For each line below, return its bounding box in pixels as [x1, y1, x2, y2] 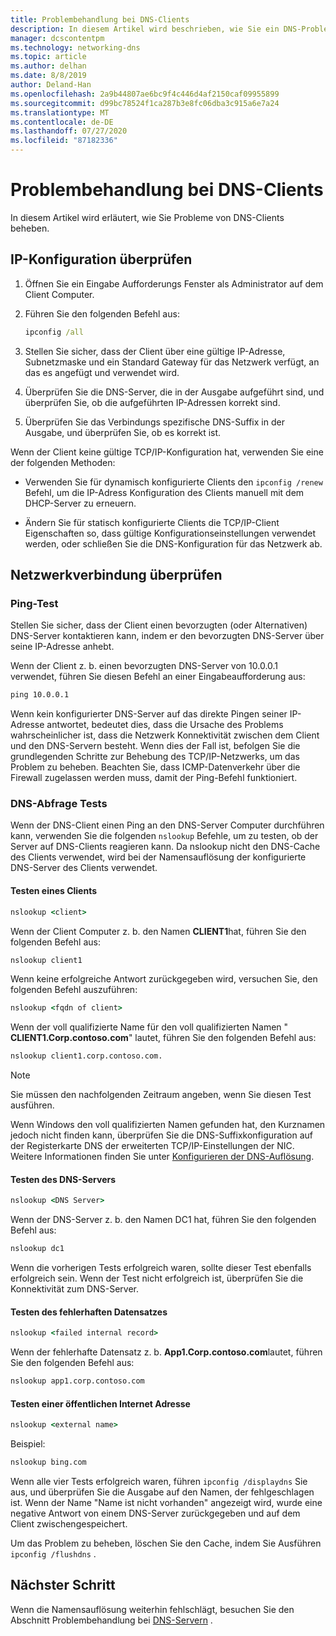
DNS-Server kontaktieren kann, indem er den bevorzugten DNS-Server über [10, 630, 325, 642]
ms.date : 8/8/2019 [10, 71, 87, 81]
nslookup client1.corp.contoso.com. [10, 1051, 163, 1061]
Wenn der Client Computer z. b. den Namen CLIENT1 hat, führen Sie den [10, 925, 307, 937]
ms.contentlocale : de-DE [10, 117, 114, 127]
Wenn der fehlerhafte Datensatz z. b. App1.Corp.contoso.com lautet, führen [10, 1346, 323, 1358]
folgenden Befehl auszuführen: [10, 984, 138, 996]
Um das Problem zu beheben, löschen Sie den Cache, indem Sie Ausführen [10, 1537, 322, 1550]
